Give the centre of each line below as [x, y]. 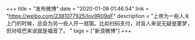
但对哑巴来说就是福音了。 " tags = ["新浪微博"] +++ [69, 31]
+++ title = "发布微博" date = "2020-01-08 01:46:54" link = [78, 9]
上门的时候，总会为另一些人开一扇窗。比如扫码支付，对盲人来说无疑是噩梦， [99, 23]
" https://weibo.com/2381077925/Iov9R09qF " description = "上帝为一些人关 [98, 16]
